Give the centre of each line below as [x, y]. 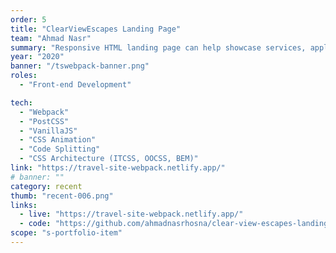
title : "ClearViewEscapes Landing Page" [96, 29]
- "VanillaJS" [48, 131]
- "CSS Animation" [58, 140]
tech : [21, 102]
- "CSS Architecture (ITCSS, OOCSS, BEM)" [109, 159]
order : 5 [28, 19]
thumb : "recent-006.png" [62, 196]
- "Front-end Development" [75, 85]
